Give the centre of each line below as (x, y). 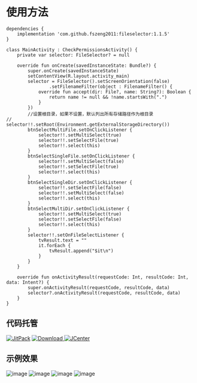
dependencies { (25, 29)
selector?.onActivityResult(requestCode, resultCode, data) (104, 293)
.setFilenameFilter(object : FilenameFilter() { (110, 87)
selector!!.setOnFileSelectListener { (76, 235)
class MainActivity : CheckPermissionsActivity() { (72, 50)
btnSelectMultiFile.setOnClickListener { (80, 130)
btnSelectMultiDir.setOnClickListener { (79, 209)
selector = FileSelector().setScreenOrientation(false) (99, 81)
